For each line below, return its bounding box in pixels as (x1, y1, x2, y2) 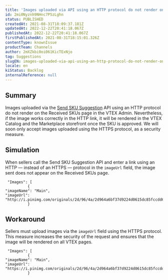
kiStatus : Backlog (5, 68, 43, 73)
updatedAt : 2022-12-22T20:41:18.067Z (5, 26, 84, 31)
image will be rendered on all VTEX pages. (5, 239, 92, 245)
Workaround (5, 215, 45, 223)
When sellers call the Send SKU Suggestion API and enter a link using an (5, 159, 155, 165)
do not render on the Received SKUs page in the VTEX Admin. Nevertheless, (5, 110, 163, 116)
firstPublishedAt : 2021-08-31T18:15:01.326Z (5, 36, 99, 41)
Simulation (5, 146, 39, 155)
